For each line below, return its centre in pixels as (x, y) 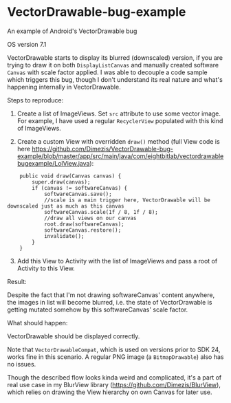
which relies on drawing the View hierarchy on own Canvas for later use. (110, 392)
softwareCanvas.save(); (78, 194)
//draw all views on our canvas (90, 218)
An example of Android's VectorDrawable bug (72, 31)
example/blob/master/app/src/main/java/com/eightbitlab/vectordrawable (120, 156)
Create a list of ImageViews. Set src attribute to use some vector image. (119, 113)
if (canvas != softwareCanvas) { (80, 188)
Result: (17, 281)
